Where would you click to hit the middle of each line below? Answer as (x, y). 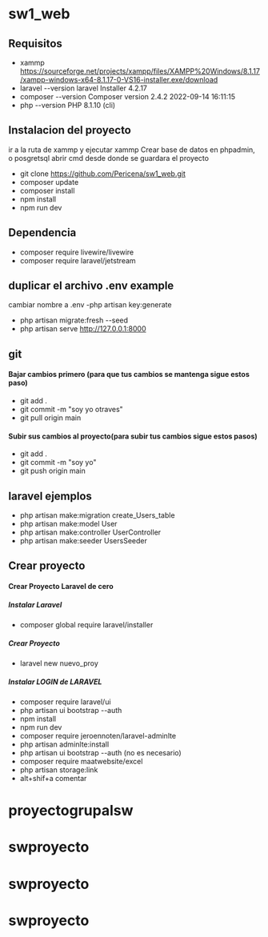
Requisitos (35, 44)
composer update (49, 182)
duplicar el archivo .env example (91, 286)
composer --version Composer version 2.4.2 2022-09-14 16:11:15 (128, 96)
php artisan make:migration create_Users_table (97, 515)
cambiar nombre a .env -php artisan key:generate (90, 305)
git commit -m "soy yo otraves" (72, 410)
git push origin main (52, 471)
